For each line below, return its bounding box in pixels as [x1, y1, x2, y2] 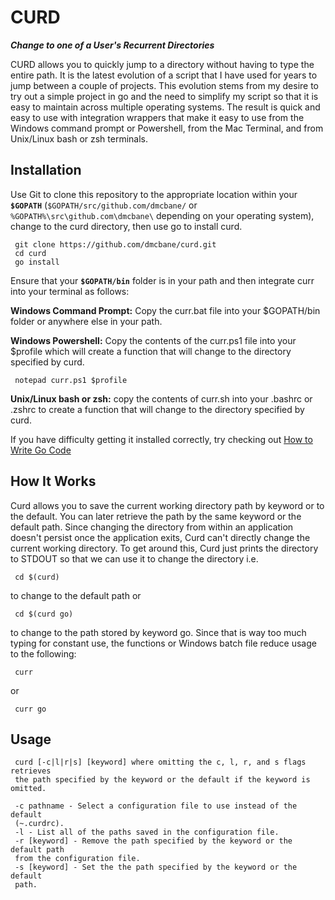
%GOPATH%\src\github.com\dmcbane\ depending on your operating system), [10, 209, 315, 221]
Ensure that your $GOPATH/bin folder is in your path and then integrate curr [10, 274, 315, 286]
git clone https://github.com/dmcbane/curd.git [14, 239, 217, 250]
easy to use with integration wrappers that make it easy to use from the [10, 111, 305, 123]
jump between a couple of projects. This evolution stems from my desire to [10, 79, 320, 91]
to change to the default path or [10, 589, 142, 601]
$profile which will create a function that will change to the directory [10, 345, 292, 357]
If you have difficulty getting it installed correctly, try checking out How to [10, 433, 313, 445]
